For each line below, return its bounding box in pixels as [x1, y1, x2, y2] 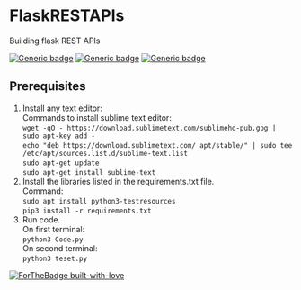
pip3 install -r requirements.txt [22, 206, 152, 215]
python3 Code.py [22, 235, 84, 244]
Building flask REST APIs [9, 35, 101, 46]
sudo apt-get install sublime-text [22, 168, 156, 177]
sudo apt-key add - [22, 131, 96, 140]
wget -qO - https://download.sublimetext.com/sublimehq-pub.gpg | [22, 123, 277, 132]
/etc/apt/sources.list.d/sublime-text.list [22, 149, 189, 158]
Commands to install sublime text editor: [22, 112, 173, 122]
